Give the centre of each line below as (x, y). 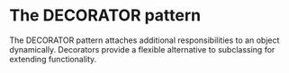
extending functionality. (53, 59)
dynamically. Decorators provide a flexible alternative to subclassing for (142, 49)
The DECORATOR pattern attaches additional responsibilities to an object (144, 40)
